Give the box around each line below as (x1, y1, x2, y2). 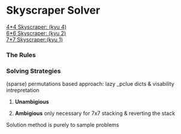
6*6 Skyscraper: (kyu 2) (6, 29, 66, 36)
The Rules (6, 51, 36, 59)
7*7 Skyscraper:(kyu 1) (6, 36, 63, 43)
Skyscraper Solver (6, 4, 100, 17)
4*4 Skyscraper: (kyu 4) (6, 23, 67, 30)
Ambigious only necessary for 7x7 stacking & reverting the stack (14, 110, 175, 117)
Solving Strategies (6, 67, 61, 75)
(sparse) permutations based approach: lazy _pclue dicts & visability (6, 80, 174, 88)
